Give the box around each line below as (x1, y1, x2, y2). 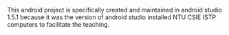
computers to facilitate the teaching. (7, 21, 110, 28)
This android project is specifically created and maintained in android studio (7, 6, 222, 14)
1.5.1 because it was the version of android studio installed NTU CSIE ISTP (7, 13, 217, 21)
